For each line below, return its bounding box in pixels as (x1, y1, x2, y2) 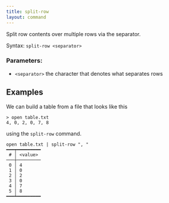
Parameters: (6, 57, 43, 65)
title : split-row (6, 8, 49, 15)
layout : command (6, 14, 46, 20)
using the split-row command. (6, 130, 82, 137)
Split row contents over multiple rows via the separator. (6, 30, 141, 37)
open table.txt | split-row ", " (6, 141, 89, 147)
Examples (6, 87, 43, 98)
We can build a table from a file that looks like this (6, 103, 127, 110)
